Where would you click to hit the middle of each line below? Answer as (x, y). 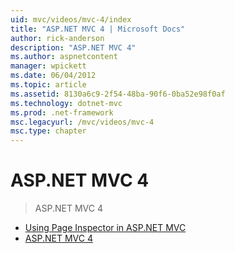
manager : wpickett (48, 66)
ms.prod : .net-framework (62, 112)
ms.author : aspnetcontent (64, 57)
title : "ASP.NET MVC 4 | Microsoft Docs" (98, 29)
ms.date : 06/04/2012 (53, 76)
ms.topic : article (48, 85)
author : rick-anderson (57, 38)
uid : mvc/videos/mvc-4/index (71, 19)
